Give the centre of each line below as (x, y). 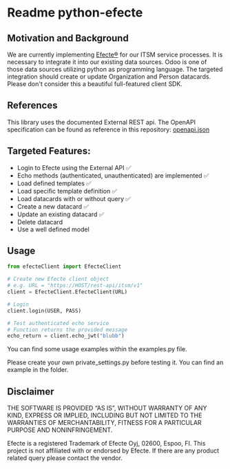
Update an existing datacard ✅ (61, 214)
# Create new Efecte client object (58, 279)
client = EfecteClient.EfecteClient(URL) (67, 292)
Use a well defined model (53, 229)
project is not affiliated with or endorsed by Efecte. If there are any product (113, 451)
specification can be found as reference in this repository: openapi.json (108, 129)
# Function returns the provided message (67, 330)
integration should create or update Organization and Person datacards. (109, 76)
